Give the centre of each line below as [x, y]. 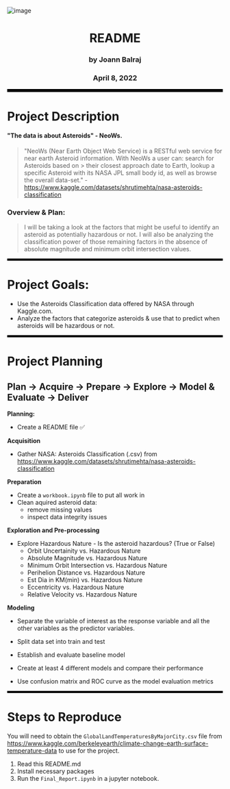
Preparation [24, 482]
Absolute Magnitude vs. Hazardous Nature [87, 558]
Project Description [63, 116]
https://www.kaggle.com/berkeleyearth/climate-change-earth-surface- [108, 743]
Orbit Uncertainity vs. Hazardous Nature [84, 551]
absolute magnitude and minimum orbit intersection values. [107, 249]
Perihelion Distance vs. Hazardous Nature [86, 573]
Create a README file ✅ [51, 427]
